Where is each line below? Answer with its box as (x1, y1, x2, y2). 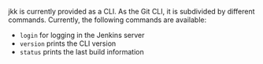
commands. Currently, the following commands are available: (8, 15, 207, 24)
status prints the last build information (19, 47, 144, 56)
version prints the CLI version (19, 39, 117, 48)
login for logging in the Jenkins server (19, 31, 145, 40)
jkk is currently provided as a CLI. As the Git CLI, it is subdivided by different (8, 7, 255, 16)
